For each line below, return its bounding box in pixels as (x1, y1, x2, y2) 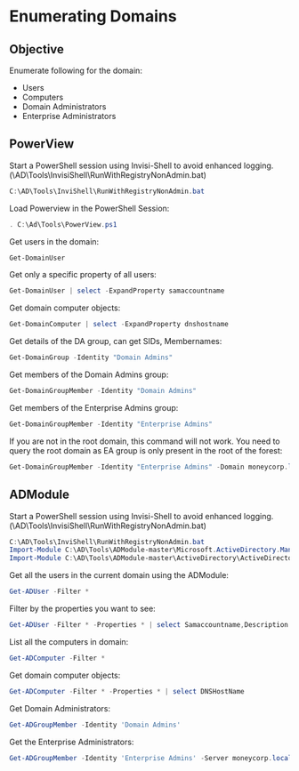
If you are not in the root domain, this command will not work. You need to (9, 436, 280, 446)
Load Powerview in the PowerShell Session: (9, 203, 170, 213)
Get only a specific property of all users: (9, 269, 158, 280)
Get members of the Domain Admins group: (9, 369, 169, 380)
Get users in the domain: (9, 236, 100, 246)
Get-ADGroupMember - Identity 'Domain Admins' (9, 720, 181, 729)
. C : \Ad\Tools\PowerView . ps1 (9, 220, 117, 229)
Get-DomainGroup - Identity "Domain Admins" (9, 353, 174, 362)
